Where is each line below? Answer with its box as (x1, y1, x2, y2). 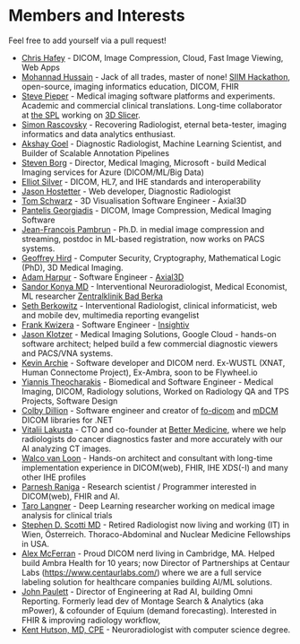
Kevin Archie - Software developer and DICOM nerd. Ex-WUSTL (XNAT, (21, 357, 286, 368)
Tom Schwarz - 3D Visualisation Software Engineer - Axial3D (21, 195, 247, 206)
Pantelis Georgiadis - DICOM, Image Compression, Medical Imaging (21, 205, 272, 215)
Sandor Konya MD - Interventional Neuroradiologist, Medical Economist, (21, 281, 287, 292)
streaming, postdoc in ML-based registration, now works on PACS (21, 233, 265, 244)
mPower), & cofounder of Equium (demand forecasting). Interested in (21, 605, 277, 615)
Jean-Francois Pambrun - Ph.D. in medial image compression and (21, 223, 265, 234)
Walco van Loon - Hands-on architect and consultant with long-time (21, 452, 273, 463)
